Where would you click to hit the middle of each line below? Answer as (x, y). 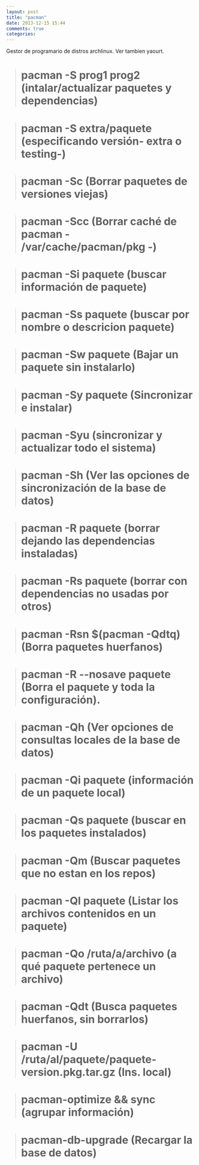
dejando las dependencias (88, 541)
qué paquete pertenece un (88, 966)
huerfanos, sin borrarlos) (85, 1020)
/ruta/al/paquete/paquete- (89, 1060)
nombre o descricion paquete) (98, 327)
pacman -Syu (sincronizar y (92, 435)
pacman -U (49, 1047)
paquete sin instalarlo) (78, 367)
